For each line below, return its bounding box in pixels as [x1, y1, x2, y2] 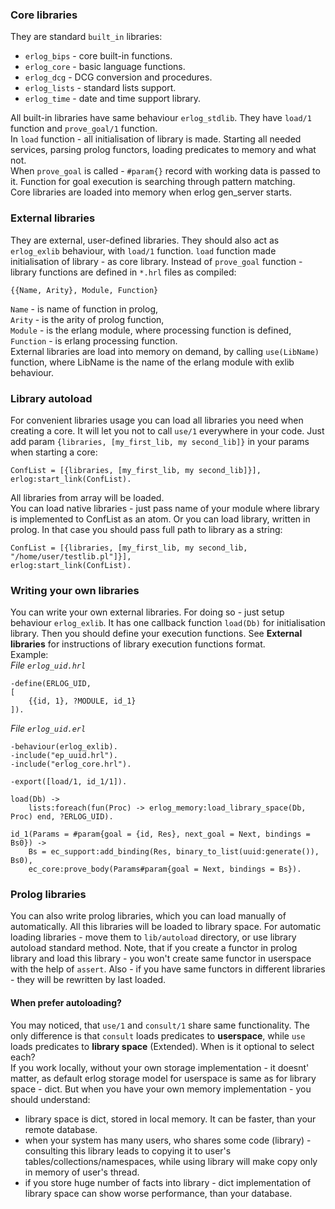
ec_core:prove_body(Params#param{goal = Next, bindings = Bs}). [28, 864, 302, 875]
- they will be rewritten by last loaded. [10, 974, 167, 986]
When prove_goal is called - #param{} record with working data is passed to [10, 165, 321, 177]
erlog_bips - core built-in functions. [24, 50, 173, 62]
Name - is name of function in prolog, [10, 303, 158, 315]
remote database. [24, 1123, 98, 1135]
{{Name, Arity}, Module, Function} [10, 285, 159, 295]
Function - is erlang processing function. [10, 334, 178, 347]
